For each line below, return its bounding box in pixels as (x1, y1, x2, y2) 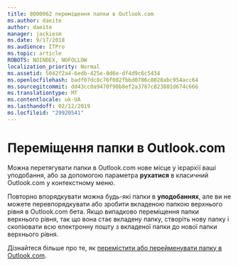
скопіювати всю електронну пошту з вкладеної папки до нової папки (7, 222, 217, 231)
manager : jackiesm (7, 30, 62, 38)
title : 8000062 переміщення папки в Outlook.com (7, 10, 154, 18)
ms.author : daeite (7, 17, 62, 24)
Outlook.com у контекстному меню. (7, 178, 116, 187)
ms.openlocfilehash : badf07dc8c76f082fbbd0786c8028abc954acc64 (7, 76, 199, 84)
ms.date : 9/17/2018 (7, 37, 65, 44)
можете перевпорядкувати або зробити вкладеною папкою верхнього (7, 199, 222, 208)
